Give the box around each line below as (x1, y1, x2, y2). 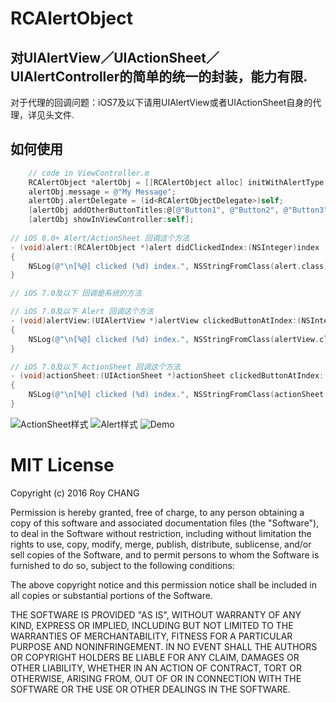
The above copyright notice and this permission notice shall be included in (10, 578, 317, 591)
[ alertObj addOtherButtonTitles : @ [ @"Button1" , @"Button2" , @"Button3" (28, 205, 329, 216)
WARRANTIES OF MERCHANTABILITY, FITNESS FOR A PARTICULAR (10, 630, 293, 642)
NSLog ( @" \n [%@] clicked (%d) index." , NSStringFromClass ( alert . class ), (28, 261, 333, 271)
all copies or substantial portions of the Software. (10, 589, 213, 601)
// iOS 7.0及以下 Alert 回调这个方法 (10, 307, 154, 317)
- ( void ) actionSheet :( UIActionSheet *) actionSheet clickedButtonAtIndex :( (10, 371, 329, 381)
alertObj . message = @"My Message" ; (28, 187, 177, 197)
